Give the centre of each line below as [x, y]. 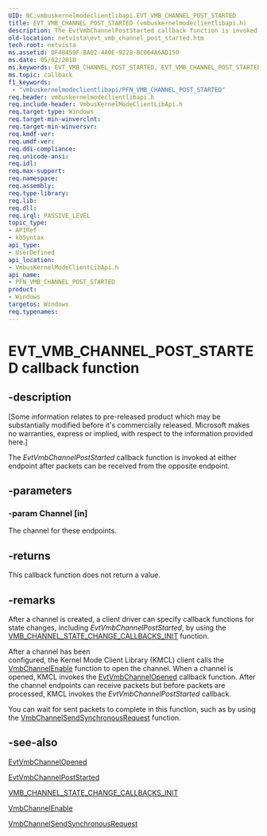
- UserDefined [32, 252]
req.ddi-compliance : [43, 149]
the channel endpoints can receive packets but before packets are [117, 685]
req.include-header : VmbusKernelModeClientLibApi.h [95, 104]
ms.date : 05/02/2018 [43, 61]
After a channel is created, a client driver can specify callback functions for [131, 619]
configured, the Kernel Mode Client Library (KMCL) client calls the [116, 660]
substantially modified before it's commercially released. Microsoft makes [129, 425]
